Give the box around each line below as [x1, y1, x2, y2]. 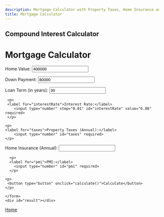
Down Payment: [5, 76, 37, 82]
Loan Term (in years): [5, 87, 48, 93]
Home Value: [5, 65, 31, 71]
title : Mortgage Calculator [5, 12, 62, 17]
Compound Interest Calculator [5, 30, 99, 38]
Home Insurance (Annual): [5, 145, 58, 151]
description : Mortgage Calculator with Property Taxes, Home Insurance [5, 7, 154, 12]
